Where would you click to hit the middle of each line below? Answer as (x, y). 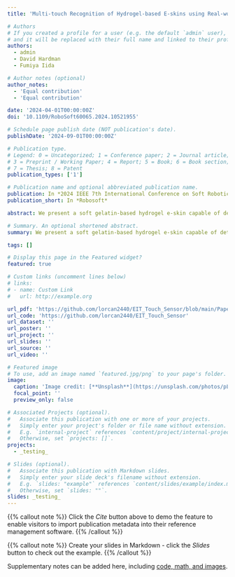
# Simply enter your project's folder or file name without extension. (117, 426)
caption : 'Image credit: (50, 387)
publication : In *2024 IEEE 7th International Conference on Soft (106, 194)
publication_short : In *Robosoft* (58, 201)
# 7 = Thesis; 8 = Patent (45, 168)
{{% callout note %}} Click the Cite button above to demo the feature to (110, 517)
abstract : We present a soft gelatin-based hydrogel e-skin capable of (114, 213)
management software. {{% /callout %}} (65, 532)
